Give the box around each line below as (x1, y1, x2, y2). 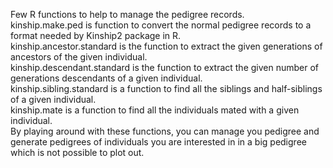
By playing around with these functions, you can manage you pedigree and (10, 125, 320, 137)
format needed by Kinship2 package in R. (10, 30, 182, 41)
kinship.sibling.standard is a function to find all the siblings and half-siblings (10, 83, 323, 94)
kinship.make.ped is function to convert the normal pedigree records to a (10, 19, 312, 31)
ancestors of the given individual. (10, 51, 148, 63)
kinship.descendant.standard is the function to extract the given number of (10, 62, 320, 73)
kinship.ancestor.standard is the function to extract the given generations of (10, 40, 323, 52)
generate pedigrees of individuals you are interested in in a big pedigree (10, 136, 307, 148)
